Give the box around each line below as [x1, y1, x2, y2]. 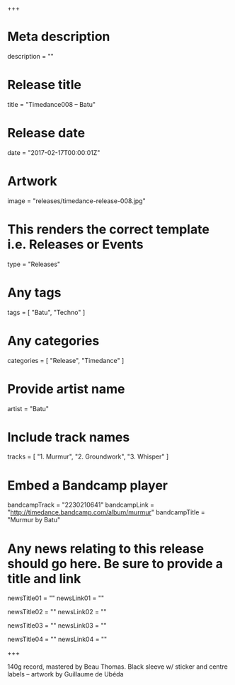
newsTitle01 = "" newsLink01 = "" [7, 594, 105, 602]
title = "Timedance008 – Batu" [7, 100, 96, 108]
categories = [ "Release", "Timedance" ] [7, 356, 125, 364]
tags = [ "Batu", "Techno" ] [7, 308, 86, 316]
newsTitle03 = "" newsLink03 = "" [7, 621, 108, 630]
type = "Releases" [7, 260, 61, 268]
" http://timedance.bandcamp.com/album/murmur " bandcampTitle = [7, 508, 205, 517]
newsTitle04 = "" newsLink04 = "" [7, 635, 108, 644]
